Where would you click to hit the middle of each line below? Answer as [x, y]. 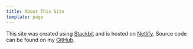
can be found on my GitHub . [40, 40]
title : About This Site [35, 11]
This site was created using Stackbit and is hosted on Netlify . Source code [97, 33]
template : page [25, 17]
